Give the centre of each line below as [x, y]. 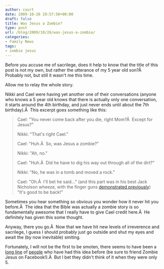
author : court [20, 10]
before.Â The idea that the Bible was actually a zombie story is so [72, 207]
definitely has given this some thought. [44, 217]
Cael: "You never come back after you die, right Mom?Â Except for [85, 119]
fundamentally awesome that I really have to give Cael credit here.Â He [78, 212]
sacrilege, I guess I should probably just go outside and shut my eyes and [79, 232]
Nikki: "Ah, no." [32, 153]
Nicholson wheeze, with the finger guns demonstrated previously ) [84, 187]
